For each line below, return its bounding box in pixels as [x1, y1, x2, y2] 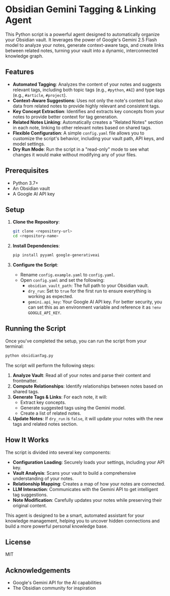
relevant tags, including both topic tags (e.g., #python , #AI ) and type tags [12, 87, 165, 93]
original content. [12, 502, 47, 508]
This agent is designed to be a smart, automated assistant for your [5, 512, 145, 518]
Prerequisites [5, 167, 49, 175]
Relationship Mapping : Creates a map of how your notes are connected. [12, 480, 165, 487]
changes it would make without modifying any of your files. [12, 151, 137, 157]
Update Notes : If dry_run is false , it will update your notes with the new [12, 415, 163, 421]
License [5, 537, 31, 546]
